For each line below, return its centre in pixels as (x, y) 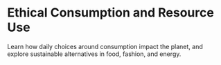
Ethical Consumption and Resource (111, 13)
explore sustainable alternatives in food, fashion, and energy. (94, 54)
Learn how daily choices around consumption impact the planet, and (105, 46)
